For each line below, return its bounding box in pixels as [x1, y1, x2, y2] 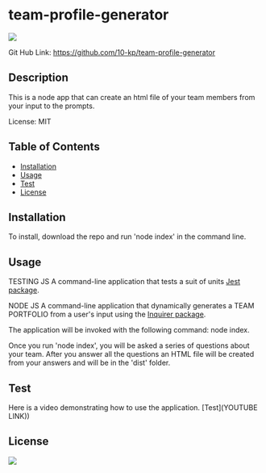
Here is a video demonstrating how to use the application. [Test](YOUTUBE [8, 403, 258, 412]
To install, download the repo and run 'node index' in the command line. [8, 232, 247, 241]
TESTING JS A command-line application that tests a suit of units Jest [8, 277, 240, 287]
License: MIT [8, 116, 52, 126]
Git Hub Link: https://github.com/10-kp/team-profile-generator [8, 47, 216, 57]
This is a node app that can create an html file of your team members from [8, 92, 256, 102]
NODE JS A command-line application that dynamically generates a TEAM [8, 301, 255, 311]
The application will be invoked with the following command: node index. [8, 325, 250, 335]
